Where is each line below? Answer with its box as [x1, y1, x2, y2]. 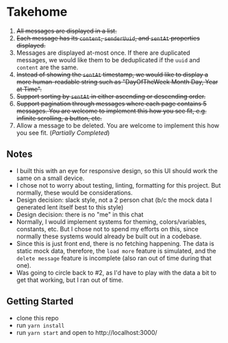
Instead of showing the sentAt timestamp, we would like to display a [16, 70, 209, 79]
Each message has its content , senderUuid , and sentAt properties [16, 34, 200, 42]
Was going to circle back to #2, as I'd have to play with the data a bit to [16, 268, 217, 277]
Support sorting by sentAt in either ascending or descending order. [16, 92, 206, 100]
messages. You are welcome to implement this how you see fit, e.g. [16, 107, 207, 115]
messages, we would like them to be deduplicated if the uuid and [16, 55, 200, 64]
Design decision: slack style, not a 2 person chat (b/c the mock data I [16, 196, 212, 204]
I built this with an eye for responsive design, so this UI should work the [16, 166, 218, 175]
